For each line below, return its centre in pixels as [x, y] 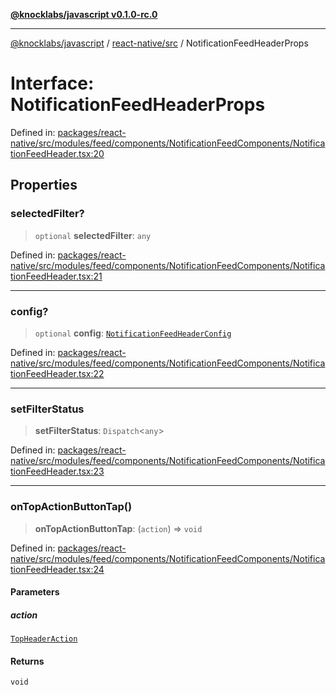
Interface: [52, 83]
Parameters [35, 592]
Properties [44, 185]
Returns [27, 661]
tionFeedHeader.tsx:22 [57, 373]
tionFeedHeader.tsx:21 [56, 276]
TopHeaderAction [44, 639]
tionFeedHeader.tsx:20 [57, 153]
